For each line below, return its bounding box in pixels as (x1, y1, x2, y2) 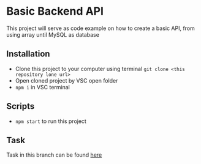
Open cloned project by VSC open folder (15, 76, 118, 84)
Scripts (6, 101, 35, 111)
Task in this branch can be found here (6, 151, 102, 158)
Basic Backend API (6, 4, 104, 18)
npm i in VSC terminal (15, 83, 70, 91)
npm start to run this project (15, 117, 87, 125)
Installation (6, 49, 50, 59)
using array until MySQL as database (6, 31, 100, 38)
